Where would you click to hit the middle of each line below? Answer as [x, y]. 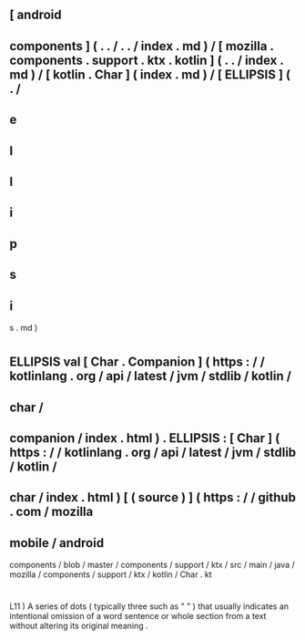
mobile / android [57, 543]
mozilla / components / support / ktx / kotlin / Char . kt [111, 574]
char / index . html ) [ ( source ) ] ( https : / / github [152, 497]
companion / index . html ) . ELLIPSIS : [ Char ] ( [145, 438]
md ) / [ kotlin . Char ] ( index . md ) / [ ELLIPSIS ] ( [150, 74]
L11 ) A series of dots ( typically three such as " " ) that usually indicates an [149, 606]
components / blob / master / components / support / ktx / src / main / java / [152, 565]
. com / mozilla [51, 512]
